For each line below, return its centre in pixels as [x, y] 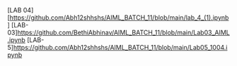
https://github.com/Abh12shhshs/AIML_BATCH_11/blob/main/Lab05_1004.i [120, 47]
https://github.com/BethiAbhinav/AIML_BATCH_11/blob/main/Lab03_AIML [123, 32]
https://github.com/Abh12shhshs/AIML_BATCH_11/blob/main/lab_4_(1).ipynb [119, 18]
